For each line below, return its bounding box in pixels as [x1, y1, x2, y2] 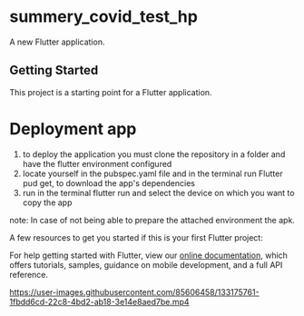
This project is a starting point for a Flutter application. [9, 86, 212, 97]
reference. [9, 269, 48, 280]
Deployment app [9, 118, 137, 139]
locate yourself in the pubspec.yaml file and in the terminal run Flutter [22, 168, 283, 179]
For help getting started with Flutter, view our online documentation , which [9, 250, 289, 261]
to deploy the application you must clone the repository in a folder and [22, 148, 286, 160]
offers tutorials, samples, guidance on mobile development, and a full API [9, 259, 283, 270]
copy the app [22, 197, 73, 208]
